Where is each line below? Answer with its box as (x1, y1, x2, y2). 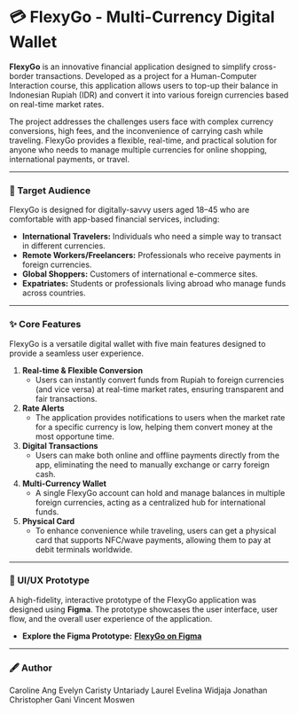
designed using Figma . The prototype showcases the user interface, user (9, 604, 278, 615)
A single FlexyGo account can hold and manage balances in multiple (35, 487, 286, 498)
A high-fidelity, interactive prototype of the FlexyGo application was (9, 594, 257, 605)
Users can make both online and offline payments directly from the (35, 450, 280, 460)
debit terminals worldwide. (35, 544, 133, 554)
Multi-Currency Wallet (21, 478, 106, 489)
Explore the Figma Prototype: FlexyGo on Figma (21, 631, 202, 641)
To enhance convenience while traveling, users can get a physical (35, 525, 277, 536)
